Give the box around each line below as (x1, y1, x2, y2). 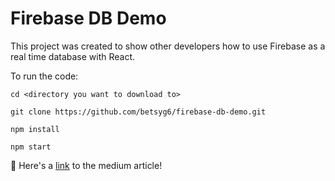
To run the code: (10, 70, 79, 82)
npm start (10, 142, 52, 152)
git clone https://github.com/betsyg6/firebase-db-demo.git (10, 107, 267, 117)
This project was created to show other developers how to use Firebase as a (10, 40, 326, 52)
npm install (10, 124, 60, 134)
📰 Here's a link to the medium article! (10, 159, 163, 171)
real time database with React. (10, 50, 136, 62)
